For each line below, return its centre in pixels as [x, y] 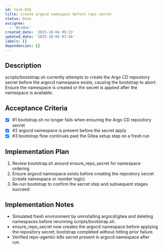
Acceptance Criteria [36, 108]
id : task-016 [18, 10]
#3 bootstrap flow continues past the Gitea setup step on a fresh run [81, 136]
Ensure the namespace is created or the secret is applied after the [71, 88]
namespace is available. [29, 93]
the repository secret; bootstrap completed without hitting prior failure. [83, 232]
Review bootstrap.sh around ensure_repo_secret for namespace [76, 163]
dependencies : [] [23, 46]
